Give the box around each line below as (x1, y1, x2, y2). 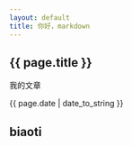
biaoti (9, 123, 42, 140)
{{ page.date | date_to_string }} (9, 98, 124, 109)
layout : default (9, 13, 70, 23)
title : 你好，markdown (9, 22, 91, 31)
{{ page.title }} (9, 55, 92, 70)
